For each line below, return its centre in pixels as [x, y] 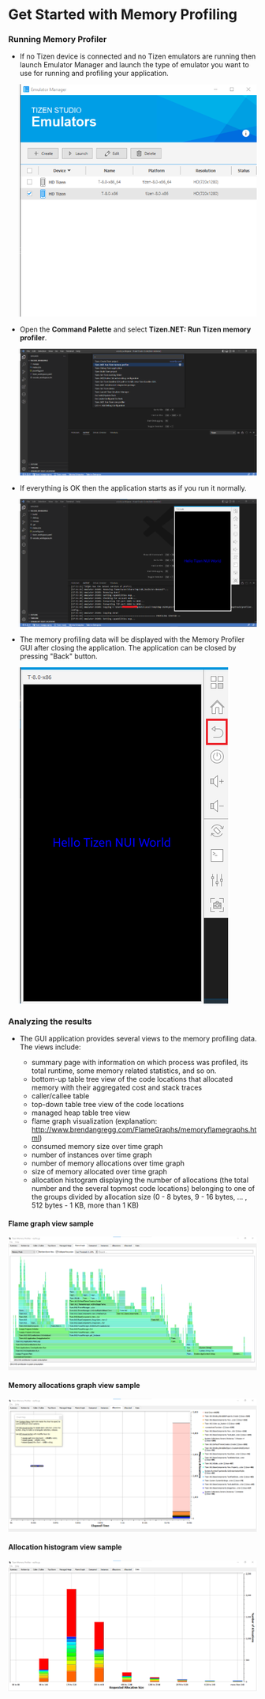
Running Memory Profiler [58, 40]
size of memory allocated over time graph [99, 1171]
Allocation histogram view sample [65, 1547]
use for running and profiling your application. [94, 74]
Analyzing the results [50, 1021]
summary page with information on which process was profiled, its [140, 1062]
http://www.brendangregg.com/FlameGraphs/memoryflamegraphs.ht [144, 1129]
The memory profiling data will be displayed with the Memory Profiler [132, 639]
